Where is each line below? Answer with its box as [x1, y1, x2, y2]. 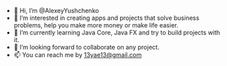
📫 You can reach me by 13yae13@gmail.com [13, 51, 142, 58]
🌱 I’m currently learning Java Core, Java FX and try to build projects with [13, 28, 221, 36]
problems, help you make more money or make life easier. [13, 21, 179, 29]
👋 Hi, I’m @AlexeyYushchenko [13, 7, 99, 14]
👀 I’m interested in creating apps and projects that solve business [13, 14, 200, 22]
